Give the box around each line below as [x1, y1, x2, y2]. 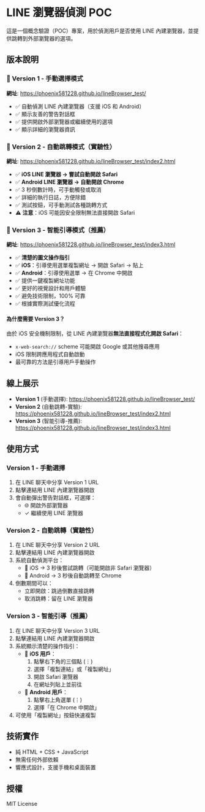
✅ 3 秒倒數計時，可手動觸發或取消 [15, 185, 102, 193]
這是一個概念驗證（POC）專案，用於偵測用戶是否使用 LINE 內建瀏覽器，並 [6, 27, 194, 34]
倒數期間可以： [15, 579, 53, 587]
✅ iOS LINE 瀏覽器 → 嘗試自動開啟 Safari [15, 170, 118, 178]
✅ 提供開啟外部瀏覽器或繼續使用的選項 [15, 118, 113, 125]
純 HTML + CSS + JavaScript [15, 748, 89, 756]
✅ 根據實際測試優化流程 [15, 300, 75, 307]
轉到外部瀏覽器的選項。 [17, 34, 76, 42]
